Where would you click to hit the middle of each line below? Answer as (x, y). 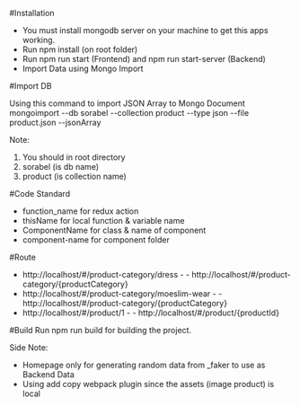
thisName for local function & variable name (103, 221)
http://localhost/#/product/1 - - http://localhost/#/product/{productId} (151, 313)
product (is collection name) (75, 176)
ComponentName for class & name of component (114, 230)
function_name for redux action (80, 211)
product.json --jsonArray (55, 122)
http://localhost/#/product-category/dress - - (106, 274)
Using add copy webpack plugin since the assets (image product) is (148, 384)
